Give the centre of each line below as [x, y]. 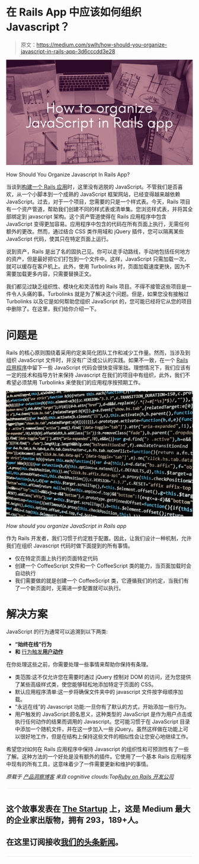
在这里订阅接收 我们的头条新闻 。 [65, 842]
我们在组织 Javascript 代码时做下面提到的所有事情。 [70, 546]
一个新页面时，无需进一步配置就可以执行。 [72, 588]
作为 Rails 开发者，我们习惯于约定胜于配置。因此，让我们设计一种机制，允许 [99, 538]
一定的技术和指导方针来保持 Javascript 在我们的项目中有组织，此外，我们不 [98, 375]
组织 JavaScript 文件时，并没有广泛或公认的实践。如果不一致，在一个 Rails [97, 360]
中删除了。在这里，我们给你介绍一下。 [53, 309]
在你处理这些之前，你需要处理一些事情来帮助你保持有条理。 [79, 665]
